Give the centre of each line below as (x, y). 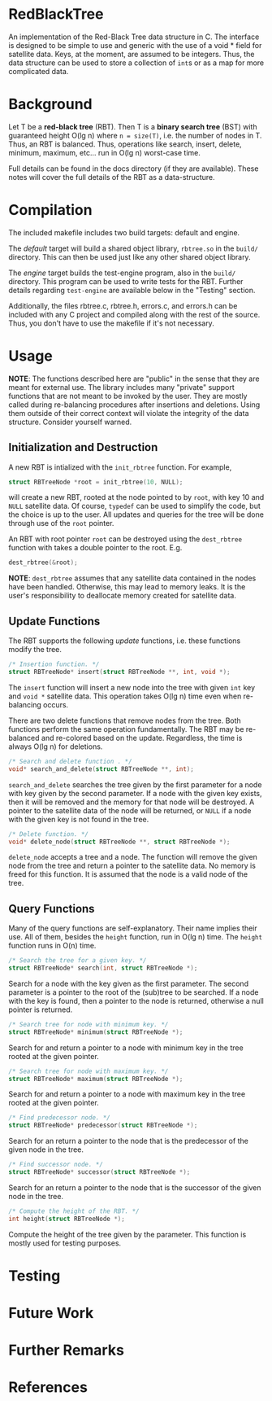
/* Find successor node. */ (56, 1165)
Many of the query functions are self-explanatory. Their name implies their (133, 928)
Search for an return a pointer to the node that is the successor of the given (135, 1187)
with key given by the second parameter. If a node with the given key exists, (135, 793)
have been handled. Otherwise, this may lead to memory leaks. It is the (127, 587)
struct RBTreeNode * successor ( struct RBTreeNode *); (99, 1172)
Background (50, 105)
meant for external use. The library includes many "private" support (121, 387)
